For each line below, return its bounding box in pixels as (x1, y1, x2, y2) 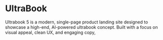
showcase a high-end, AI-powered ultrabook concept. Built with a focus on (5, 24, 158, 30)
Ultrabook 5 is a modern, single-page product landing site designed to (5, 19, 148, 25)
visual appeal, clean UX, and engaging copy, (5, 29, 96, 35)
